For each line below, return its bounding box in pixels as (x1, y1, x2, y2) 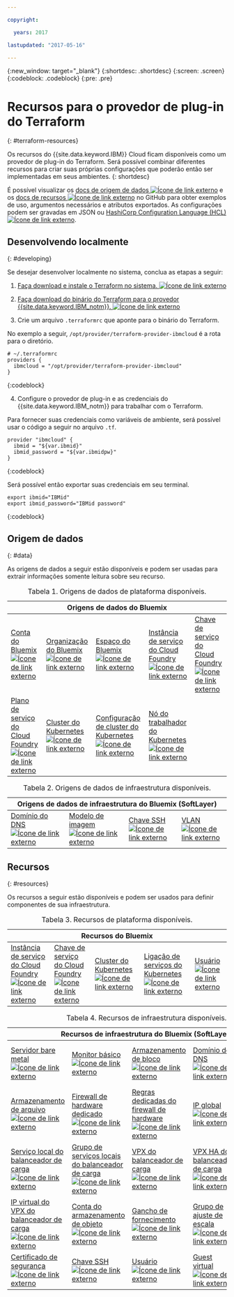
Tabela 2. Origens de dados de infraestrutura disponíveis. (23, 783, 211, 793)
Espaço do (95, 636, 131, 646)
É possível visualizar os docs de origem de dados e (7, 186, 224, 194)
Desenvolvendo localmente (7, 235, 129, 248)
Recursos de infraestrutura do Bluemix (61, 1029, 193, 1039)
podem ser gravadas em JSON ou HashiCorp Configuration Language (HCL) (7, 208, 226, 217)
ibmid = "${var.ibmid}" (13, 443, 82, 450)
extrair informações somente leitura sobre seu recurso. (7, 572, 166, 580)
